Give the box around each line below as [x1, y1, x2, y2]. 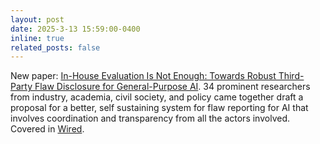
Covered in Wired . [10, 123, 85, 135]
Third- [278, 70, 305, 82]
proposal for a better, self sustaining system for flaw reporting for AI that [10, 102, 309, 114]
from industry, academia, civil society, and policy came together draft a [10, 91, 304, 103]
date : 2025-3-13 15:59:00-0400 [10, 24, 141, 34]
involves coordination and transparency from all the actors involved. [10, 112, 290, 125]
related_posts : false [10, 42, 101, 53]
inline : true [10, 33, 65, 43]
